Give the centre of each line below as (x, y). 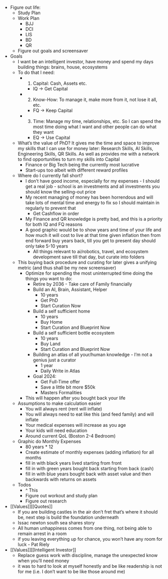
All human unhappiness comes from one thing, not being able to (85, 528)
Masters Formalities (61, 392)
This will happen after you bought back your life (75, 398)
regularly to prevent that (51, 208)
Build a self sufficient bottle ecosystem (74, 333)
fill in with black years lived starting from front (74, 463)
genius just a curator (54, 360)
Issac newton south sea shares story (56, 523)
